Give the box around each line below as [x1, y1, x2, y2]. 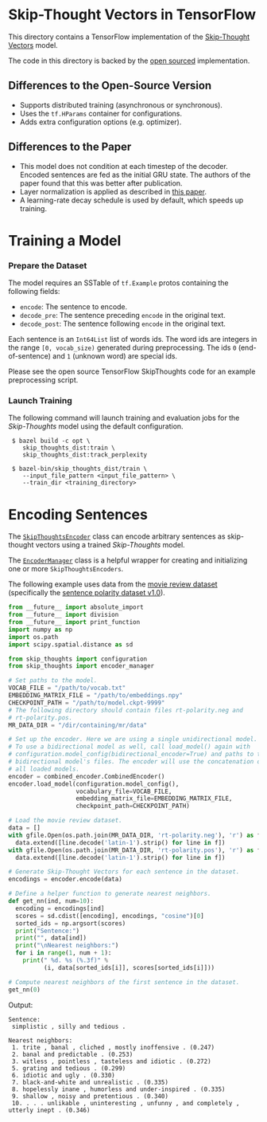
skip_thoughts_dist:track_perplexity [22, 451, 148, 459]
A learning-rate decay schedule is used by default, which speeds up [19, 195, 244, 205]
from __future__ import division [8, 611, 119, 619]
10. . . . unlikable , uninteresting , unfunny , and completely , [11, 1099, 240, 1107]
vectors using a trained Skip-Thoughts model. [35, 540, 185, 550]
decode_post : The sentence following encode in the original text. [19, 319, 226, 328]
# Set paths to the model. [8, 677, 98, 685]
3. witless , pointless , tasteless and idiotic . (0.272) [11, 1057, 212, 1065]
